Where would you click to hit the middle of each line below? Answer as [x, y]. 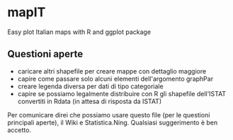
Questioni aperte [45, 54]
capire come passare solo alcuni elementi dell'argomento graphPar [115, 78]
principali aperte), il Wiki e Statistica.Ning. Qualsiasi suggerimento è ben [113, 122]
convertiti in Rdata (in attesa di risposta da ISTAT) [90, 101]
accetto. [19, 130]
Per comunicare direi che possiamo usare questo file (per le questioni [109, 115]
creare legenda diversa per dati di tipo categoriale [91, 86]
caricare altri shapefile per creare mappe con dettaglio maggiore [112, 71]
